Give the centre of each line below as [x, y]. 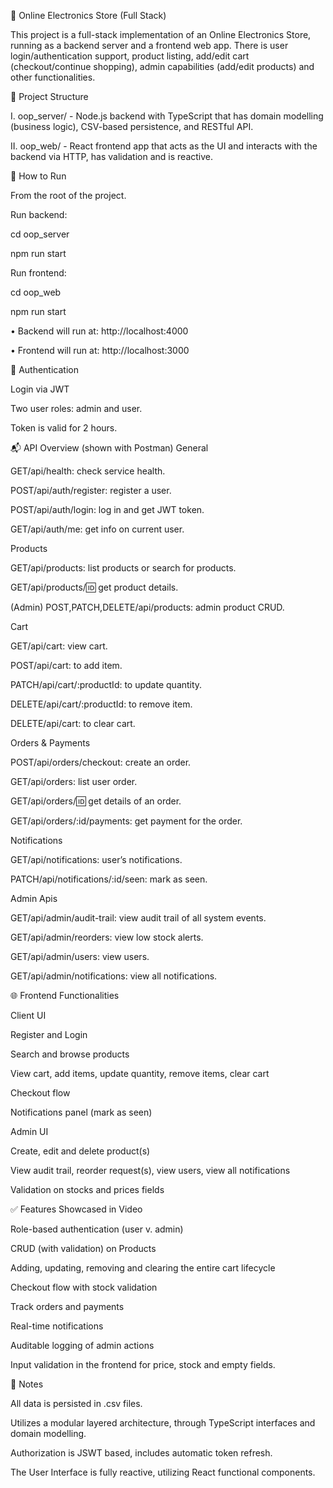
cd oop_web [36, 292]
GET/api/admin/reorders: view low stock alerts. [107, 937]
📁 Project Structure [49, 96]
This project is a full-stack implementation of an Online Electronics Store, [161, 34]
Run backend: [39, 214]
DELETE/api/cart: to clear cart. [73, 723]
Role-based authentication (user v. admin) [97, 1229]
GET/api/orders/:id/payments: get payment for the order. [126, 821]
